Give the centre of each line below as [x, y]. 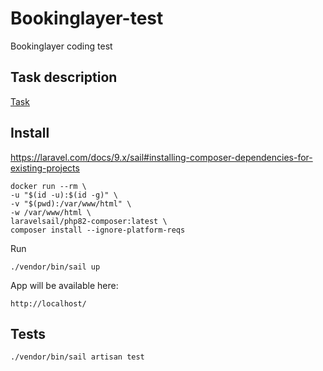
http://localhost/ [48, 303]
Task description [64, 77]
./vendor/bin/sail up [55, 267]
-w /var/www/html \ [51, 212]
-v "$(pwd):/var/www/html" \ [71, 203]
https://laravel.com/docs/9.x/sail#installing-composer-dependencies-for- [161, 157]
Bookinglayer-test [87, 18]
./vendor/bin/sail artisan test [77, 357]
